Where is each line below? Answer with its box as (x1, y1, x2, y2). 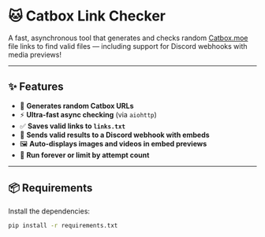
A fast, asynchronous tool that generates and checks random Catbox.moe (8, 33, 248, 43)
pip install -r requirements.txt (8, 221, 118, 229)
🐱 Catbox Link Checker (8, 7, 166, 25)
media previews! (8, 50, 62, 59)
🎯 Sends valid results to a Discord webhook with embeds (19, 130, 211, 139)
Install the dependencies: (8, 206, 91, 216)
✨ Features (8, 80, 64, 94)
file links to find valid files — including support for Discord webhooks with (8, 41, 248, 50)
